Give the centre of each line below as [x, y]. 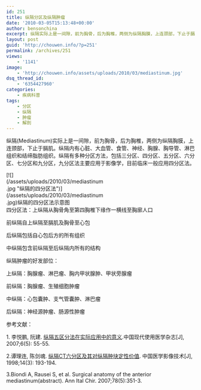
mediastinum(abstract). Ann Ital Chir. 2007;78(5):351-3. [74, 381]
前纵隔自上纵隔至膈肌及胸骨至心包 [48, 223]
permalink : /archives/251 [38, 51]
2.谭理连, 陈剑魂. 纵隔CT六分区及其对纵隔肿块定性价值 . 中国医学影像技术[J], [99, 356]
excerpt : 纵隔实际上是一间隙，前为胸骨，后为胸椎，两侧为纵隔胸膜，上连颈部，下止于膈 [101, 34]
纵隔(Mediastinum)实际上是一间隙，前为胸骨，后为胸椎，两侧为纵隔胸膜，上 [100, 141]
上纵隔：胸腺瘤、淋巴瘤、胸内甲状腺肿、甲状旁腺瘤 [69, 273]
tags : [13, 100]
